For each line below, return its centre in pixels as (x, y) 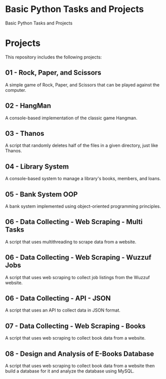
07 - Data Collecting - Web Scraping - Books (75, 326)
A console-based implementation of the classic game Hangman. (71, 118)
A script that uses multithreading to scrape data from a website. (71, 242)
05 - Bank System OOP (41, 194)
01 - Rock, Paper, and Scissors (53, 73)
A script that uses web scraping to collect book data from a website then (80, 366)
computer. (16, 90)
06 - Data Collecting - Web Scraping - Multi (74, 222)
